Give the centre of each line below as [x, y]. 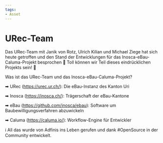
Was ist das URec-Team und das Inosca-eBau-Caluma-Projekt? [69, 77]
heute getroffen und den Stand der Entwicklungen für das [63, 57]
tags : [10, 10]
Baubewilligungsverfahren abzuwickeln [44, 111]
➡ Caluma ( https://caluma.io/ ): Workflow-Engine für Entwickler [68, 120]
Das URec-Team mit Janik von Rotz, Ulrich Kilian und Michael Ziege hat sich [81, 52]
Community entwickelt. [28, 136]
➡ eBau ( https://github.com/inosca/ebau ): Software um [61, 105]
